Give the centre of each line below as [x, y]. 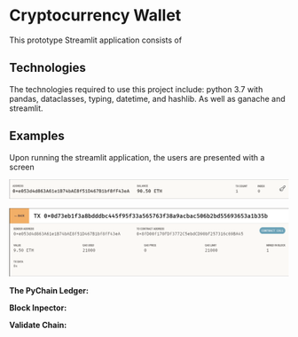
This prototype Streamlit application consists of [96, 40]
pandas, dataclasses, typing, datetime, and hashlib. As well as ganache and [147, 98]
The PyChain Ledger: [49, 291]
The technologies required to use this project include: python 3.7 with [136, 89]
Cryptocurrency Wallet [95, 16]
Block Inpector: [38, 308]
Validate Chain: [38, 325]
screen [22, 167]
